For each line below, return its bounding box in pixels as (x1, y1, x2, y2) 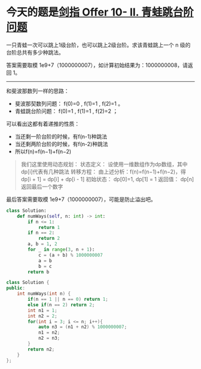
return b (28, 269, 50, 275)
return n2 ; (28, 346, 55, 352)
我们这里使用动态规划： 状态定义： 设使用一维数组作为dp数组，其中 (20, 160, 188, 167)
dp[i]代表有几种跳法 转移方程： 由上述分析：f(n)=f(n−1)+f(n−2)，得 (20, 168, 187, 175)
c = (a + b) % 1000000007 (38, 252, 103, 258)
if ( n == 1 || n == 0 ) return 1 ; (28, 297, 109, 303)
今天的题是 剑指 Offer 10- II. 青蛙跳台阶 (6, 5, 194, 19)
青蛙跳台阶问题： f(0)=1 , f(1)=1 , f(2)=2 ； (14, 107, 118, 114)
